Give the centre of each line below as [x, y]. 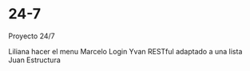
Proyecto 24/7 [32, 36]
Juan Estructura [35, 60]
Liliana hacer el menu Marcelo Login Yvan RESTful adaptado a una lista [125, 51]
